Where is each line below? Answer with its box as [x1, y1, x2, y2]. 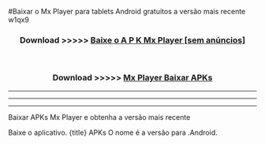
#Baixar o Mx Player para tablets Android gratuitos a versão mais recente [8, 7, 246, 16]
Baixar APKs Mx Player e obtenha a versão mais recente [8, 112, 191, 121]
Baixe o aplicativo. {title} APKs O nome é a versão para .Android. [8, 128, 218, 137]
